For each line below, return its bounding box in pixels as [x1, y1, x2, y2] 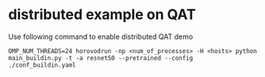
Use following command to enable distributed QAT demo [8, 32, 194, 41]
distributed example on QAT [8, 6, 196, 24]
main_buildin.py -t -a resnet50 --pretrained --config [8, 54, 194, 62]
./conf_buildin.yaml [8, 61, 77, 69]
